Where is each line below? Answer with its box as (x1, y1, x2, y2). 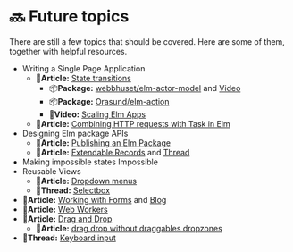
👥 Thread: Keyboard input (21, 232, 116, 243)
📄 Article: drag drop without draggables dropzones (35, 223, 223, 233)
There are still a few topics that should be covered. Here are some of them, (9, 36, 286, 46)
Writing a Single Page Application (21, 63, 146, 73)
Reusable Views (21, 165, 82, 176)
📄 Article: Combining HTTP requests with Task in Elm (35, 118, 230, 129)
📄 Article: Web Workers (21, 204, 109, 214)
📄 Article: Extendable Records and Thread (35, 147, 190, 157)
